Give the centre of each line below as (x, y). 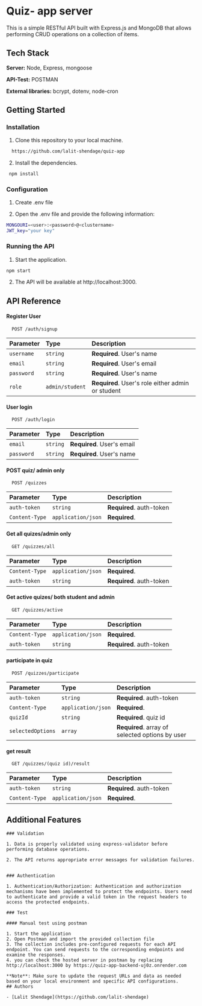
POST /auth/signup (35, 329)
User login (20, 407)
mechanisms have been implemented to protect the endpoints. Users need (99, 892)
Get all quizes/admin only (39, 534)
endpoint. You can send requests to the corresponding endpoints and (95, 950)
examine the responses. (36, 955)
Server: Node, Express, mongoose (49, 68)
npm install (24, 174)
